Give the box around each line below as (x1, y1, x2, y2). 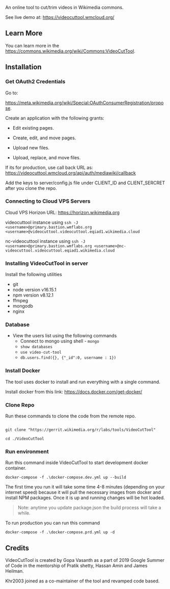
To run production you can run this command (5, 520, 100, 526)
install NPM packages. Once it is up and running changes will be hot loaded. (5, 495, 165, 501)
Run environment (5, 448, 49, 455)
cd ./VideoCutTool (5, 436, 44, 441)
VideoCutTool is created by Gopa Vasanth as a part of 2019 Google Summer (5, 557, 164, 563)
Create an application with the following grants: (5, 115, 104, 121)
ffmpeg (12, 298, 29, 304)
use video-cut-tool (20, 350, 62, 355)
